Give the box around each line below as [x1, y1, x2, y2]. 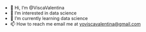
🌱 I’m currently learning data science [10, 15, 88, 21]
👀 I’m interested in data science [10, 10, 77, 16]
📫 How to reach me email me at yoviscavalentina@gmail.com [10, 21, 141, 27]
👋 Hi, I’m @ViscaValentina [10, 5, 65, 10]
